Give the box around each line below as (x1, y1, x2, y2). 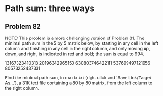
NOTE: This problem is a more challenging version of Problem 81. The (5, 35, 145, 41)
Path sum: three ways (5, 3, 95, 14)
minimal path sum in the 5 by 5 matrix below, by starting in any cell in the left (5, 40, 158, 46)
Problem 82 (5, 22, 41, 31)
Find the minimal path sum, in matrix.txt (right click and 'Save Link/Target (5, 75, 152, 80)
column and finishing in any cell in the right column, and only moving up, (5, 46, 150, 51)
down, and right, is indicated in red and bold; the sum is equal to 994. (5, 51, 145, 57)
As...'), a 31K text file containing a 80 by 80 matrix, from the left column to (5, 80, 153, 86)
